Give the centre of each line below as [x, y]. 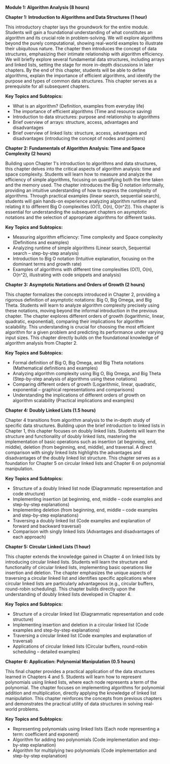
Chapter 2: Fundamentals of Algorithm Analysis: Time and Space [75, 148]
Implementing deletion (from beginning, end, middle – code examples [85, 510]
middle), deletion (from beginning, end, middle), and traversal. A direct [79, 447]
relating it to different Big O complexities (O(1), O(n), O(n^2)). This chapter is [84, 207]
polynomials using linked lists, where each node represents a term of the [81, 682]
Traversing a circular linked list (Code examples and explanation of [82, 636]
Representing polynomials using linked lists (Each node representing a [86, 729]
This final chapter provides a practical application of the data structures [80, 671]
